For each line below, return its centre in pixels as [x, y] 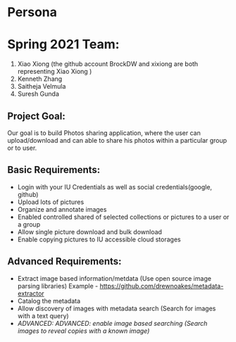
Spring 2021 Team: [63, 45]
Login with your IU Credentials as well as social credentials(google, [115, 186]
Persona [32, 12]
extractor [31, 293]
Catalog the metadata [49, 300]
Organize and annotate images [62, 209]
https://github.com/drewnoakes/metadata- [162, 286]
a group [29, 224]
